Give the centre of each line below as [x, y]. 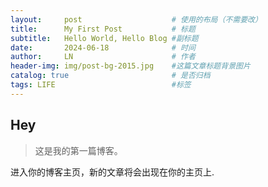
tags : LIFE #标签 [101, 85]
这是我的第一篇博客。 [78, 150]
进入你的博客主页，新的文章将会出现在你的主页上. [112, 172]
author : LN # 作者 [103, 57]
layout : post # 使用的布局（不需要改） [136, 19]
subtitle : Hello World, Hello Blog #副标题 [104, 38]
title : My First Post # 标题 [103, 29]
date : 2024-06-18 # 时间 [103, 47]
